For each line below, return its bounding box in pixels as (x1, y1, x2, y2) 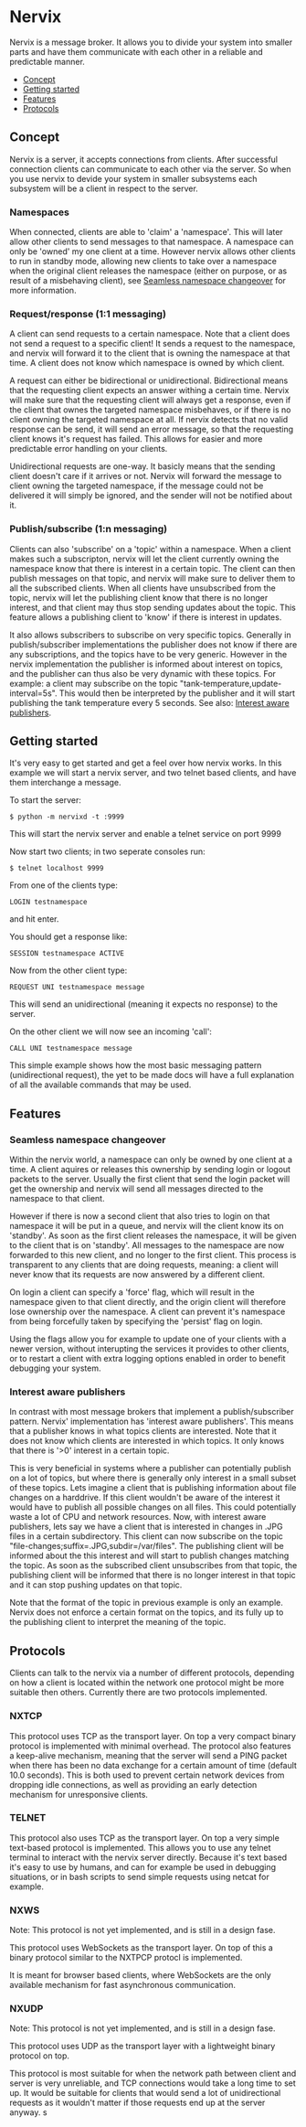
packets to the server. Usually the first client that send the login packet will (9, 1173, 290, 1185)
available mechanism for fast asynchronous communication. (9, 1980, 236, 1991)
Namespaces (9, 206, 70, 219)
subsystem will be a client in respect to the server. (9, 183, 198, 194)
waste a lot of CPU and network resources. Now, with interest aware (9, 1512, 267, 1523)
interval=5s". (9, 688, 58, 699)
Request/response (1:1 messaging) (9, 307, 167, 320)
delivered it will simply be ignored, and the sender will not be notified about (9, 490, 292, 501)
